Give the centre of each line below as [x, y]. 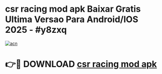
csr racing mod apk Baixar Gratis [73, 9]
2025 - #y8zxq [36, 30]
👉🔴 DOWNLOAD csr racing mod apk [81, 64]
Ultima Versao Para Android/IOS [72, 19]
